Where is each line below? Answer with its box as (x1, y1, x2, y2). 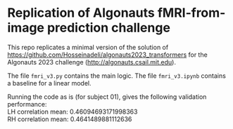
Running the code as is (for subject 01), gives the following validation (7, 93, 207, 101)
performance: (7, 100, 47, 108)
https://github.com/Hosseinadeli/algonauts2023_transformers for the (7, 50, 208, 59)
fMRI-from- (157, 5, 226, 21)
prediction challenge (46, 20, 171, 36)
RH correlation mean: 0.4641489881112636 (7, 114, 132, 123)
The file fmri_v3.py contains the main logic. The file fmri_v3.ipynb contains (7, 72, 227, 80)
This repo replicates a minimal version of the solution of (7, 43, 169, 51)
